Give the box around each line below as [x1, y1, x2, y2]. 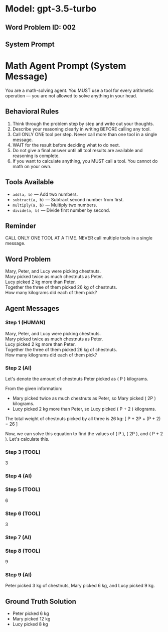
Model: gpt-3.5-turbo [5, 3, 97, 15]
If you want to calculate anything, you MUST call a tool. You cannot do [12, 158, 158, 164]
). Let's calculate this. [5, 436, 50, 442]
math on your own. [12, 163, 52, 169]
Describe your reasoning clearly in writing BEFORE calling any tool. [12, 126, 151, 132]
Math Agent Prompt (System [5, 60, 126, 72]
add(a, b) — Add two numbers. [12, 191, 78, 197]
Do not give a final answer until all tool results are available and [12, 147, 143, 153]
